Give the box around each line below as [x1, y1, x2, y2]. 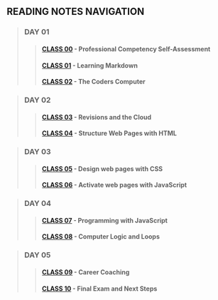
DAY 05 [23, 250, 51, 260]
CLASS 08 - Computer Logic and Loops [41, 232, 160, 241]
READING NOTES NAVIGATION [6, 6, 145, 18]
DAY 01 [23, 27, 50, 37]
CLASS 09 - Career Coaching [41, 267, 130, 276]
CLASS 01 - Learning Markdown [41, 61, 138, 70]
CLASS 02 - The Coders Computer [41, 78, 146, 86]
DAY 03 [23, 147, 51, 157]
